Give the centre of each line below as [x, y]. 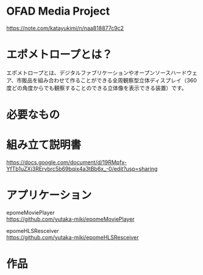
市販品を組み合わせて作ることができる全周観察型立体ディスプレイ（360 [106, 80]
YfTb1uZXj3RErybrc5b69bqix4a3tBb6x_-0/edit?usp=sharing [82, 169]
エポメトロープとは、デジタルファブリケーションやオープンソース [89, 73]
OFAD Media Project [58, 11]
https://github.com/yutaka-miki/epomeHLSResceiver [73, 237]
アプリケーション [49, 195]
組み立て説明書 [44, 145]
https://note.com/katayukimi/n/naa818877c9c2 [65, 28]
